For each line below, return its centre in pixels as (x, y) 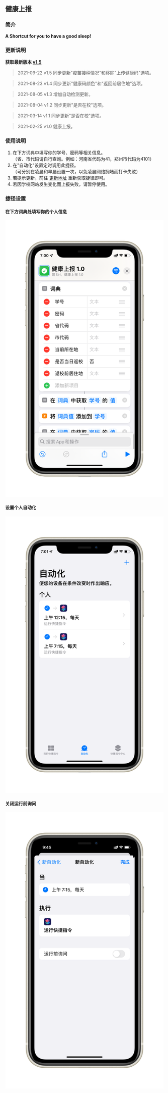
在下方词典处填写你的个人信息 (36, 212)
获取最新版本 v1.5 (23, 62)
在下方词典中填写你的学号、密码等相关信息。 (59, 153)
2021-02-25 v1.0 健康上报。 (46, 126)
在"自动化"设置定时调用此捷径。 (46, 165)
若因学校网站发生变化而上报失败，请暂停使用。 (61, 184)
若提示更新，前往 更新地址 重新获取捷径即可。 (60, 178)
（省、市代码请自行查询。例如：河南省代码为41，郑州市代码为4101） (83, 159)
